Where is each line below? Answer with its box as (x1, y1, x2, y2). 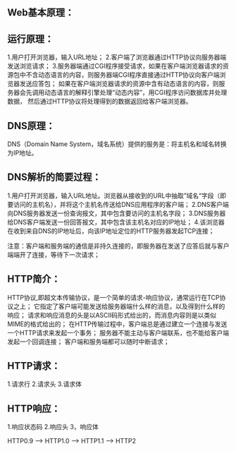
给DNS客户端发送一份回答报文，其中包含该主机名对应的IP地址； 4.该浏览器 (7, 217, 225, 226)
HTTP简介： (7, 273, 61, 285)
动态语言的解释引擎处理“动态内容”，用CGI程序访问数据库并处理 (44, 88, 228, 97)
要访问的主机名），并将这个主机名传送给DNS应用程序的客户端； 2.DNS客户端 (7, 200, 229, 208)
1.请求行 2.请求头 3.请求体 (7, 380, 82, 388)
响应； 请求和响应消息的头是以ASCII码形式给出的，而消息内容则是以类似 (7, 311, 217, 319)
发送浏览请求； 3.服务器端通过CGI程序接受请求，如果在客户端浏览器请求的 (7, 62, 223, 71)
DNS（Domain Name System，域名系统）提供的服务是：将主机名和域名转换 (7, 140, 227, 148)
